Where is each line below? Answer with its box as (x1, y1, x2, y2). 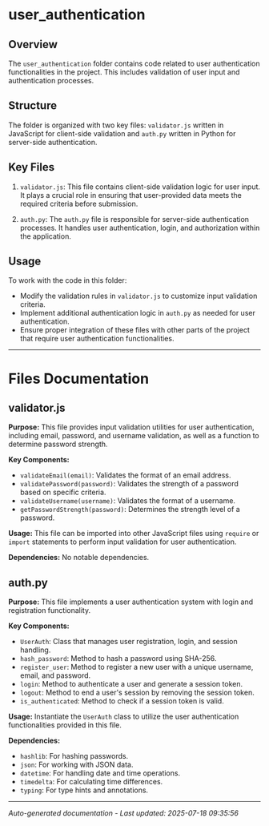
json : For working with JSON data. (19, 760, 134, 770)
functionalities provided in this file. (8, 720, 122, 730)
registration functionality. (8, 606, 91, 615)
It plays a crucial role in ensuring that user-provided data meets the (19, 190, 242, 199)
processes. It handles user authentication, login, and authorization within (19, 223, 260, 232)
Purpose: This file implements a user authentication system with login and (8, 597, 254, 606)
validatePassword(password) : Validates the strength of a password (19, 479, 239, 489)
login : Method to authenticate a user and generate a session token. (19, 679, 243, 689)
